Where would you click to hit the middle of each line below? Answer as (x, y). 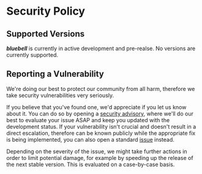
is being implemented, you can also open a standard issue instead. (90, 139)
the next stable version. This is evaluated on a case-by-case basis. (91, 164)
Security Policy (46, 11)
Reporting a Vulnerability (55, 74)
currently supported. (32, 55)
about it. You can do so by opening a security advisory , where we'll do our (100, 114)
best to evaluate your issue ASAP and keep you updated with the (88, 120)
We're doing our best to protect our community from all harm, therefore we (101, 89)
